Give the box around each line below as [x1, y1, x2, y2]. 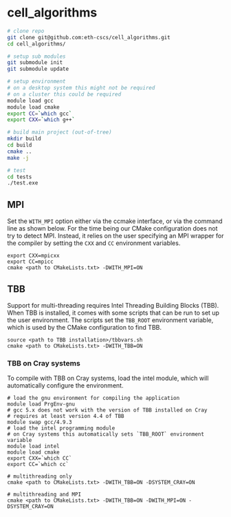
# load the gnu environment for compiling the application [7, 394, 180, 402]
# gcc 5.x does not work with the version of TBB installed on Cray [7, 407, 208, 414]
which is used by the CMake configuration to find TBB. [7, 323, 162, 331]
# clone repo [7, 28, 45, 34]
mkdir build [7, 136, 41, 143]
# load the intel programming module [7, 425, 115, 432]
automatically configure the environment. [7, 381, 124, 390]
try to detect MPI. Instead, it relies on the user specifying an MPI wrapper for [7, 232, 225, 240]
